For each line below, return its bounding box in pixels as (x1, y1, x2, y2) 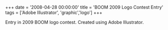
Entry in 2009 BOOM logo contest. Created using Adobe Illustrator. (5, 19, 144, 25)
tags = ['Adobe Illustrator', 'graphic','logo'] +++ (5, 9, 102, 15)
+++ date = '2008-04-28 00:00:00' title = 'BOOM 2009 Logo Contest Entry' (5, 4, 163, 10)
